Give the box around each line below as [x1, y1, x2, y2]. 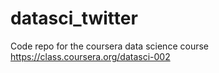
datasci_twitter [10, 7, 138, 30]
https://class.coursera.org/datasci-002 [10, 50, 171, 62]
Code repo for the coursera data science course [10, 40, 209, 52]
